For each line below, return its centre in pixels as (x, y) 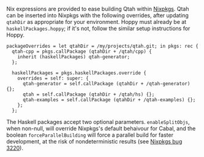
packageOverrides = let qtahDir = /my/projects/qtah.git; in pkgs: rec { (103, 46)
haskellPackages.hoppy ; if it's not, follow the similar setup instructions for (98, 28)
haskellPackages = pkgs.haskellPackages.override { (79, 73)
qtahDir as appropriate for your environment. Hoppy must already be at (96, 22)
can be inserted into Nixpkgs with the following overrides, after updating (97, 15)
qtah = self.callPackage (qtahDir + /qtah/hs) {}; (89, 94)
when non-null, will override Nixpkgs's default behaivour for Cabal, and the (101, 128)
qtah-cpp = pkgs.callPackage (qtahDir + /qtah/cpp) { (82, 52)
